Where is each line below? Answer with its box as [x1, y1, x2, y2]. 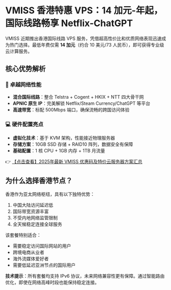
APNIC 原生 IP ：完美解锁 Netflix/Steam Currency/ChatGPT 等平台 [12, 100, 151, 106]
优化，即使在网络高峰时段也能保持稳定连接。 [5, 279, 100, 285]
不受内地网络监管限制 [12, 214, 58, 220]
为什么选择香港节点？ [5, 176, 72, 185]
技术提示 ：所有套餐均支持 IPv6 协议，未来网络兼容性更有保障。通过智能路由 [5, 273, 165, 279]
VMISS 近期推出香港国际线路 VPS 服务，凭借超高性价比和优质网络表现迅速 [5, 35, 162, 41]
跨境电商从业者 [12, 249, 44, 255]
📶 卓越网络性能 [5, 81, 42, 88]
